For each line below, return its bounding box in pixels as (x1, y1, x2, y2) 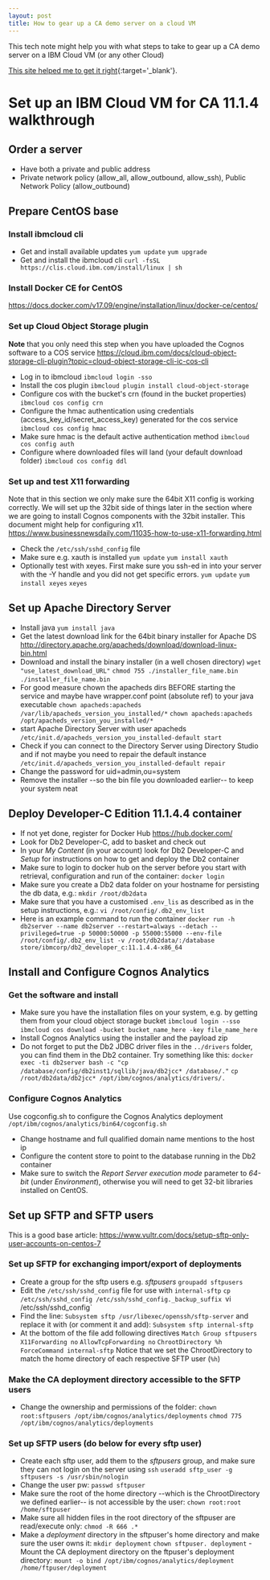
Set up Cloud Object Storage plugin (8, 321, 149, 332)
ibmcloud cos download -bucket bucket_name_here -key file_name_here (19, 1027, 259, 1035)
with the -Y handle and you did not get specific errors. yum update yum (19, 570, 251, 579)
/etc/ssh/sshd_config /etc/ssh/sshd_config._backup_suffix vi (19, 1294, 231, 1303)
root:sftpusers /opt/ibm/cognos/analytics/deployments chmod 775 (19, 1413, 243, 1421)
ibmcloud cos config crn (19, 399, 104, 407)
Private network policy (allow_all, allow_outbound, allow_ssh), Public (19, 172, 247, 182)
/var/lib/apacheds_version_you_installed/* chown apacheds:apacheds (19, 710, 253, 718)
